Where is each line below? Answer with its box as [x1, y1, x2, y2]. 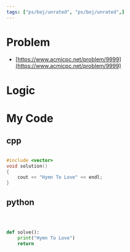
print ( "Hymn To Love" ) [17, 235, 75, 241]
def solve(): [6, 229, 40, 235]
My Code [6, 111, 54, 125]
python [6, 197, 35, 207]
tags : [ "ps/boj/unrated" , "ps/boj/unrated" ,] [6, 9, 124, 15]
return [17, 240, 34, 246]
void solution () [6, 163, 48, 169]
